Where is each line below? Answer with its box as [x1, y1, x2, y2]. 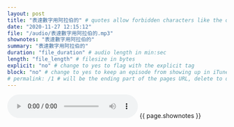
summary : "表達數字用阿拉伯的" [7, 43, 88, 50]
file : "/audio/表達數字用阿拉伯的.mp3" [7, 29, 114, 37]
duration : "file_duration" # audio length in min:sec [7, 50, 167, 57]
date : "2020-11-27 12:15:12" [7, 23, 92, 30]
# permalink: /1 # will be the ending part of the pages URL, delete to [7, 75, 223, 82]
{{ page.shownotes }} [139, 112, 201, 120]
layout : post [7, 10, 45, 17]
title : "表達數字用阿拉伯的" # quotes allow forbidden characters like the [7, 17, 223, 24]
